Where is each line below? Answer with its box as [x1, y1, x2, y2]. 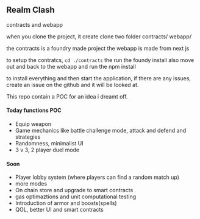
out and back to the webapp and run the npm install [6, 63, 136, 70]
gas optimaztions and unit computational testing [15, 193, 137, 200]
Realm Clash [6, 5, 55, 15]
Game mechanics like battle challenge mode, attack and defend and [15, 127, 187, 134]
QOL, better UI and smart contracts [15, 206, 104, 214]
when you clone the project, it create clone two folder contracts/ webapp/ [6, 33, 192, 40]
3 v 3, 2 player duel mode [15, 146, 80, 154]
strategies [15, 133, 41, 141]
